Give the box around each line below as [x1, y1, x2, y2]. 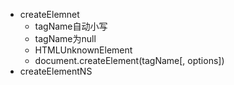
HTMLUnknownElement [34, 44, 133, 56]
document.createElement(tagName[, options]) [34, 55, 225, 66]
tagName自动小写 [34, 20, 108, 32]
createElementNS [19, 65, 93, 77]
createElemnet [19, 9, 80, 20]
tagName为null [34, 33, 97, 44]
